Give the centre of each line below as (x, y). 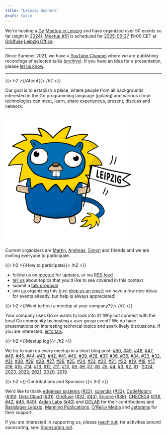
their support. (19, 412)
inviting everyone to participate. (38, 255)
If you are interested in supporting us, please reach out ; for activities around (83, 422)
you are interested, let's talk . (34, 331)
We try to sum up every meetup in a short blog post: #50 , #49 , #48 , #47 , (79, 350)
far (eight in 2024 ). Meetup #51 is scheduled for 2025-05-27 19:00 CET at (81, 36)
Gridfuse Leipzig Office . (30, 41)
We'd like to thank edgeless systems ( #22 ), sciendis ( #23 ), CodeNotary (78, 391)
